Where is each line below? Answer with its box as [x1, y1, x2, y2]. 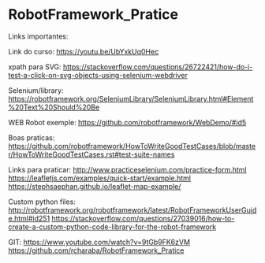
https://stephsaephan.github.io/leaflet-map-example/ [8, 181, 181, 191]
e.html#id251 [8, 213, 50, 223]
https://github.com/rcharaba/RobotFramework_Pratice [8, 246, 185, 255]
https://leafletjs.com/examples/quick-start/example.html [8, 173, 192, 183]
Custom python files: [8, 197, 77, 206]
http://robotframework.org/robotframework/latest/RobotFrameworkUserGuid [8, 205, 257, 214]
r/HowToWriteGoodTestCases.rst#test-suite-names [8, 150, 175, 159]
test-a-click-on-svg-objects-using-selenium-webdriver [8, 70, 188, 80]
